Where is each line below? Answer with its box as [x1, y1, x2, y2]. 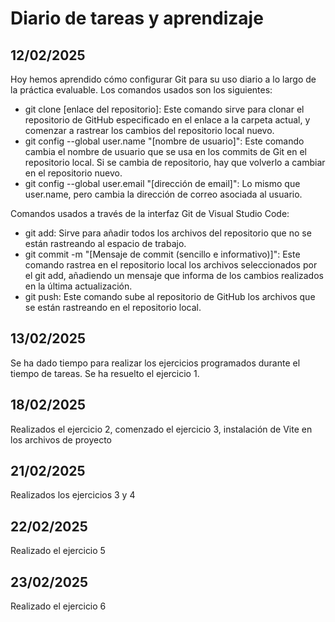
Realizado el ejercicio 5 [10, 545, 106, 557]
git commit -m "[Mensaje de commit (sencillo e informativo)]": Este [24, 248, 301, 260]
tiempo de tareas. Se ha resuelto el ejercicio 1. [10, 367, 200, 379]
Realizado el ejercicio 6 [10, 600, 107, 612]
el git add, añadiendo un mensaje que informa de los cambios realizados [24, 270, 324, 281]
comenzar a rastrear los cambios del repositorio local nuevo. [24, 125, 275, 136]
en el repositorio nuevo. [24, 167, 123, 179]
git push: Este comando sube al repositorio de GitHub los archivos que [24, 291, 316, 302]
